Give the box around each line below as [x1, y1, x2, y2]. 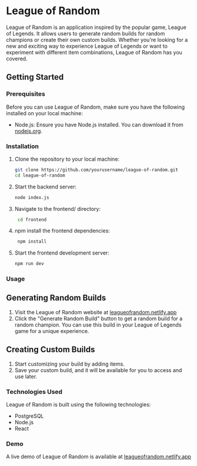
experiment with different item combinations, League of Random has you [6, 48, 182, 56]
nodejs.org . [14, 127, 43, 134]
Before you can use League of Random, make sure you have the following [6, 103, 185, 110]
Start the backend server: [14, 183, 77, 190]
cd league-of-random [14, 172, 65, 178]
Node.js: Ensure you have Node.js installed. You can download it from [14, 121, 183, 128]
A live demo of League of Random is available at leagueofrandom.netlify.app [6, 453, 191, 460]
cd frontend [17, 217, 47, 223]
